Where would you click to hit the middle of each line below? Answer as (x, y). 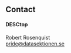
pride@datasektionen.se (35, 44)
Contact (21, 10)
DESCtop (17, 24)
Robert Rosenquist (28, 37)
